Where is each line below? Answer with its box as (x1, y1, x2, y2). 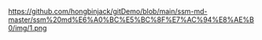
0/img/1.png (8, 24, 47, 32)
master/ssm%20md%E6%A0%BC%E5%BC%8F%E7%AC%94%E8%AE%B (8, 15, 254, 24)
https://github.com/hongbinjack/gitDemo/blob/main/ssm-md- (8, 7, 208, 16)
